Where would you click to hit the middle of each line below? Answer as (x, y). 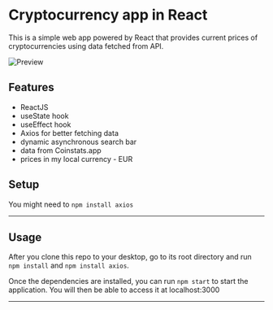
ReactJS (34, 107)
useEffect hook (45, 124)
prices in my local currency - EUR (76, 159)
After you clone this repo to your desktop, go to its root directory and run (130, 257)
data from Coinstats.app (61, 150)
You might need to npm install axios (71, 204)
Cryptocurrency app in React (108, 15)
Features (31, 87)
